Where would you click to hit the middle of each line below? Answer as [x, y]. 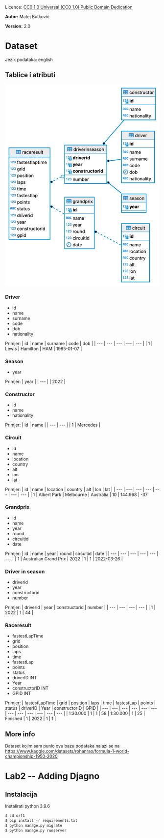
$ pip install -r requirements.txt [41, 821]
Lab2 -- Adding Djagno [52, 776]
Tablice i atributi [30, 75]
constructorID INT [30, 688]
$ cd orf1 [15, 816]
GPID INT [22, 694]
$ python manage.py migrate [34, 826]
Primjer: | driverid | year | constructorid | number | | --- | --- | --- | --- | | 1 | [80, 607]
